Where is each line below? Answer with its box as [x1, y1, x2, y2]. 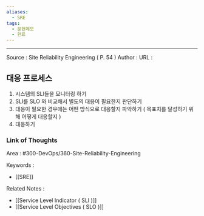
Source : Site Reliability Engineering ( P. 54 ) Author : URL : [6, 54, 153, 61]
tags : [6, 20, 20, 26]
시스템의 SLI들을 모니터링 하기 [15, 90, 87, 97]
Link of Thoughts [6, 136, 58, 144]
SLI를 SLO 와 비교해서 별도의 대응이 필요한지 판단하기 [15, 98, 142, 105]
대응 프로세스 [6, 73, 53, 83]
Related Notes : [6, 185, 45, 192]
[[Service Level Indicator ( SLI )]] [15, 197, 97, 204]
